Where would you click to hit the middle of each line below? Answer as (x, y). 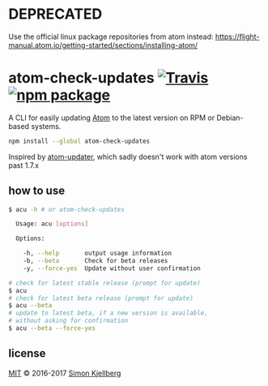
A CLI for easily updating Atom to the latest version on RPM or (112, 118)
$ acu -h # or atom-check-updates (67, 209)
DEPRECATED (55, 14)
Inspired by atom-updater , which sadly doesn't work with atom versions (128, 157)
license (27, 354)
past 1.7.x (23, 165)
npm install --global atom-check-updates (79, 141)
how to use (37, 191)
